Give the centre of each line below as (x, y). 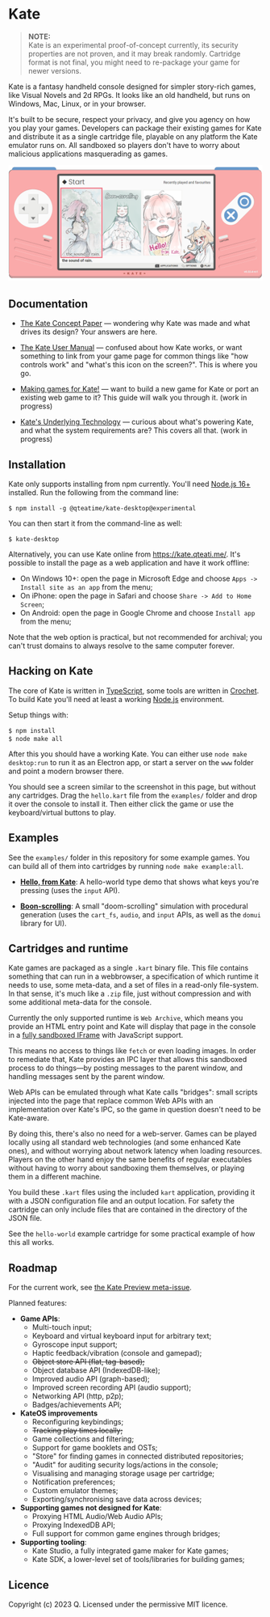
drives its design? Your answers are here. (89, 332)
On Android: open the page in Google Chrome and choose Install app (137, 612)
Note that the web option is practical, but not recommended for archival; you (135, 637)
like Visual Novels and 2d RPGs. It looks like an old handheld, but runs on (129, 95)
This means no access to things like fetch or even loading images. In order (132, 1051)
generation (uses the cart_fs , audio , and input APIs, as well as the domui (141, 914)
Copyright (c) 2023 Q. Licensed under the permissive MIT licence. (118, 1604)
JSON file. (25, 1218)
